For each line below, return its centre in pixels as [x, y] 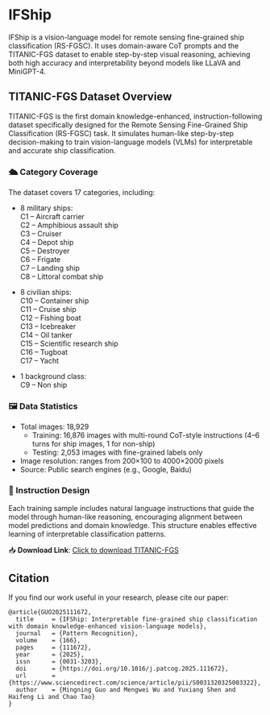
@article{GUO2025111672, [50, 613]
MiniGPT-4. [27, 71]
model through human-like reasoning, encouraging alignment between [126, 517]
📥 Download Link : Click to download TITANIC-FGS [93, 550]
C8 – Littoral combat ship [62, 276]
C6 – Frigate [40, 260]
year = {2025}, [50, 655]
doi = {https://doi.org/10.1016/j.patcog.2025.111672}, [122, 669]
